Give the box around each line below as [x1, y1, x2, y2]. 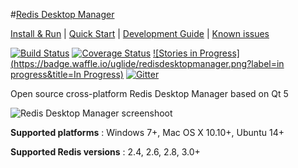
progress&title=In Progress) [10, 69, 124, 80]
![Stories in [153, 47, 198, 59]
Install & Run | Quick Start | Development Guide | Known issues [10, 28, 270, 39]
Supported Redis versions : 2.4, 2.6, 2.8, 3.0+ [10, 146, 201, 158]
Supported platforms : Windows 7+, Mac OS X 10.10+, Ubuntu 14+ [10, 127, 285, 138]
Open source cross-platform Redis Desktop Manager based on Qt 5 [10, 88, 289, 99]
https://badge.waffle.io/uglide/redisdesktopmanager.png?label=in [13, 58, 285, 69]
